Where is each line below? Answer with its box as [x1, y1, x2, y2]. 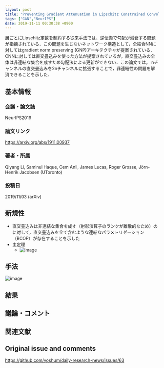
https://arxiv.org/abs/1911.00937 [5, 139, 70, 145]
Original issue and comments [5, 344, 96, 353]
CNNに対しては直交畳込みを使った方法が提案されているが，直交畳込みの [5, 53, 151, 59]
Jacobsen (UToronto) [19, 169, 62, 175]
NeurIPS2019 [5, 115, 32, 121]
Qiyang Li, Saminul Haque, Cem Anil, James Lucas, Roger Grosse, [5, 164, 138, 170]
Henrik [5, 169, 19, 175]
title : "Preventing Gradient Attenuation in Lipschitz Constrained [5, 12, 145, 17]
